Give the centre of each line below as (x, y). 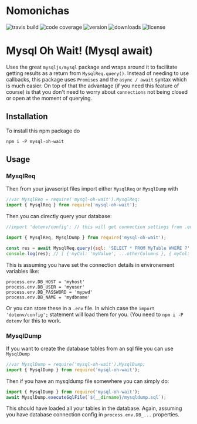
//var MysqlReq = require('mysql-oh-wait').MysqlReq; (73, 200)
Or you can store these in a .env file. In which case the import (80, 308)
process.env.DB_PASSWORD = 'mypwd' (50, 292)
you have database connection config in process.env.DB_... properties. (93, 415)
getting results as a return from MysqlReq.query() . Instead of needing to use (98, 73)
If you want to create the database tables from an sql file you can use (90, 348)
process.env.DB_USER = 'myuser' (45, 287)
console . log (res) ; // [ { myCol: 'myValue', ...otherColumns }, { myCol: (98, 253)
